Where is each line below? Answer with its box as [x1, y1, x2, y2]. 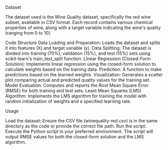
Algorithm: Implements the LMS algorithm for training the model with [5, 93, 147, 99]
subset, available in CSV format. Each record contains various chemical [5, 20, 153, 25]
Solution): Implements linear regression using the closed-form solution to [5, 61, 156, 67]
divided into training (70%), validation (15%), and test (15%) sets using [5, 50, 150, 56]
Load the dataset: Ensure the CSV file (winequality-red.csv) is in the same [5, 118, 158, 123]
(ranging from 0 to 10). [5, 30, 52, 36]
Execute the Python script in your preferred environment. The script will [5, 128, 153, 134]
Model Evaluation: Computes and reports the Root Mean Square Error [5, 82, 149, 88]
